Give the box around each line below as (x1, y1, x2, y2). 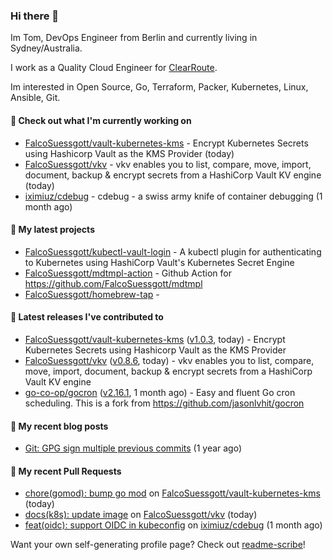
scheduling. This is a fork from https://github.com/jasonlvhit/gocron (24, 397, 305, 409)
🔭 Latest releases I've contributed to (10, 311, 164, 323)
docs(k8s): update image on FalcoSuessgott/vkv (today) (24, 509, 258, 521)
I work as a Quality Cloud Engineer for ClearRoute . (10, 62, 218, 74)
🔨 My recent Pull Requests (10, 465, 122, 477)
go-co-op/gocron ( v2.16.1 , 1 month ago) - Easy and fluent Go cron (24, 386, 296, 398)
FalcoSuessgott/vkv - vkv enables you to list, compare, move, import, (24, 158, 312, 170)
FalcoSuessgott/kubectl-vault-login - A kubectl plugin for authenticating (24, 245, 322, 258)
